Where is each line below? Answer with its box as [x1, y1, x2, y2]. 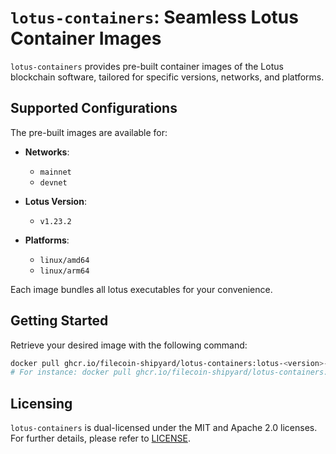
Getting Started [10, 312, 109, 330]
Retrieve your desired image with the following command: [10, 339, 248, 351]
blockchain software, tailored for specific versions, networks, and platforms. [10, 71, 325, 83]
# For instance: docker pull [10, 367, 132, 378]
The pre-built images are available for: [10, 126, 168, 138]
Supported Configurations [10, 100, 178, 117]
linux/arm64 [39, 266, 90, 276]
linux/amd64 [39, 255, 90, 265]
